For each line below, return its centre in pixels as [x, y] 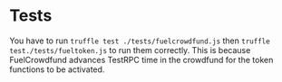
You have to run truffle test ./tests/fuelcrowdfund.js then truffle [140, 41]
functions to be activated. [57, 69]
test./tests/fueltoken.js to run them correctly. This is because [130, 50]
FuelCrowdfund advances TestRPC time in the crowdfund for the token [141, 59]
